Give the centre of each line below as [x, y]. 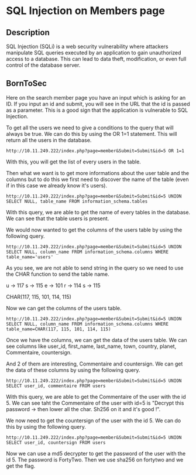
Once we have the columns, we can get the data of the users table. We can [97, 340]
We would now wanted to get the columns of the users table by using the [94, 230]
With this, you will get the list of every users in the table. [74, 162]
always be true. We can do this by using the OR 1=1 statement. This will [92, 134]
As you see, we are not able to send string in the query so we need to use [95, 268]
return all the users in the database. [49, 140]
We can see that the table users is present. [58, 218]
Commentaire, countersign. [39, 352]
